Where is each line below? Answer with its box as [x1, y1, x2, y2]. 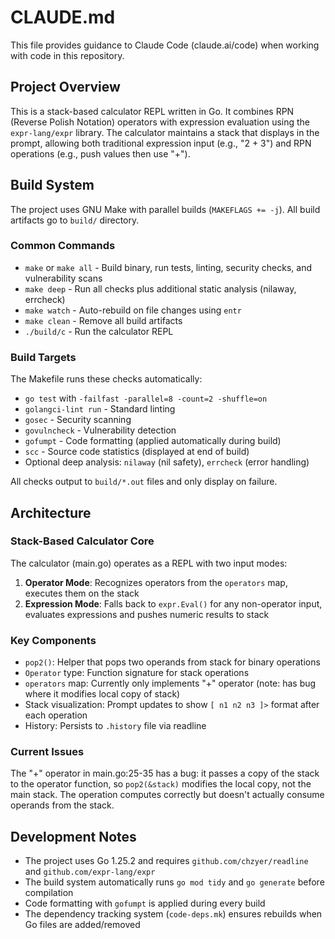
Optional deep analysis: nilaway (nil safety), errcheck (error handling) [24, 456, 310, 468]
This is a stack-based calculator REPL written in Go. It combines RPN [10, 105, 295, 117]
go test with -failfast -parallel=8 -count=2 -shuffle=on [24, 392, 268, 405]
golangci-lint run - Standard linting [24, 403, 176, 415]
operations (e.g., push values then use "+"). [10, 147, 191, 160]
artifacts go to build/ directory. [10, 214, 140, 226]
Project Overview [10, 79, 121, 96]
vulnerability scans [24, 272, 103, 284]
